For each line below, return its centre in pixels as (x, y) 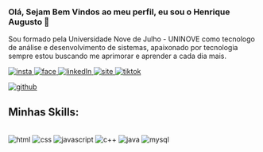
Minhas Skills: (44, 112)
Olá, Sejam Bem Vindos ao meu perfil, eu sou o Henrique (119, 12)
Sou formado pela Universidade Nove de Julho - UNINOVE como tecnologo (132, 39)
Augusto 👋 (29, 21)
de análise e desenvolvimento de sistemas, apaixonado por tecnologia (123, 48)
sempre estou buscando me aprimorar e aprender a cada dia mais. (117, 56)
